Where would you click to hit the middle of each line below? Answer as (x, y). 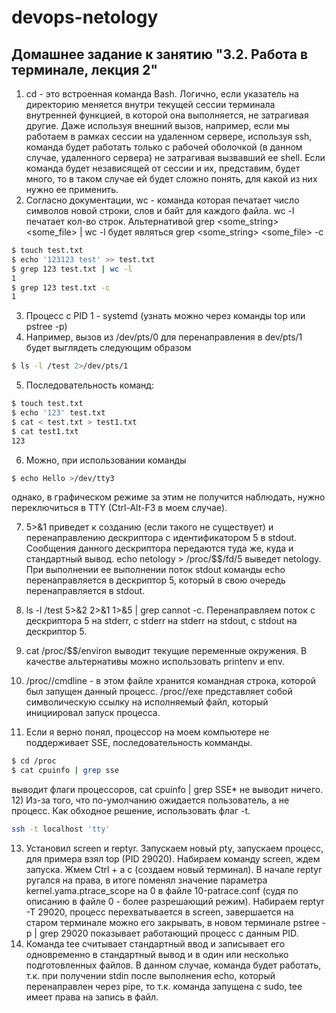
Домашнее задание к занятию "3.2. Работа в (160, 54)
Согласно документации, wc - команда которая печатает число (162, 200)
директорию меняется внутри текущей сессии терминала (150, 104)
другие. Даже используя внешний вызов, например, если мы (157, 125)
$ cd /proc (34, 761)
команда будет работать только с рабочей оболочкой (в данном (164, 147)
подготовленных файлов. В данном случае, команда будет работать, (173, 965)
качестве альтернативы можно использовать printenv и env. (155, 662)
